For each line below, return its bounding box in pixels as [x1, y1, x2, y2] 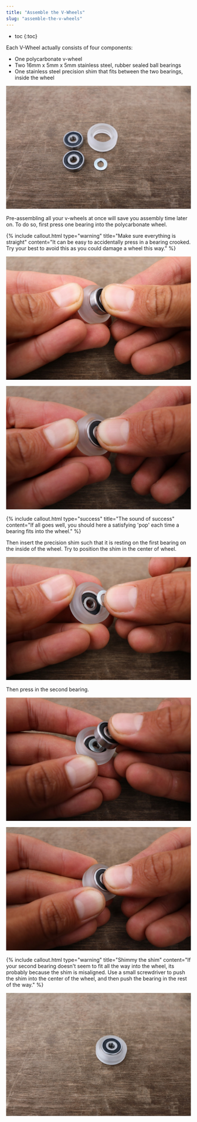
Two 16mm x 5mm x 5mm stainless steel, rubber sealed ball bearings [14, 62, 182, 69]
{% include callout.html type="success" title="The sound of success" [6, 515, 175, 522]
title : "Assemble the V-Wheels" [6, 9, 85, 15]
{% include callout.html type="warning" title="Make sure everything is [6, 233, 176, 240]
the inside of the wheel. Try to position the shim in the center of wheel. [6, 545, 177, 552]
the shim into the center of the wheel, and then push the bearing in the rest [6, 975, 188, 982]
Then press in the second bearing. [6, 686, 89, 693]
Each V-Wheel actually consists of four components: [6, 44, 133, 51]
